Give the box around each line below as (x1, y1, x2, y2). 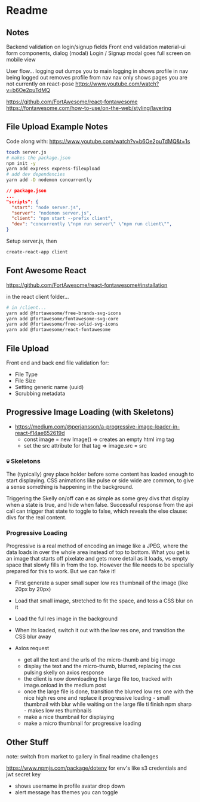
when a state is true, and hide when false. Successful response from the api (6, 501, 193, 509)
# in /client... (6, 304, 47, 311)
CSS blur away (14, 633, 52, 640)
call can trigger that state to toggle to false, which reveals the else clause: (6, 507, 188, 515)
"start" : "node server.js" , (11, 204, 82, 210)
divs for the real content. (6, 514, 67, 521)
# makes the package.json (6, 155, 70, 161)
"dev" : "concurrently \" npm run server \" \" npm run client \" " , (11, 221, 172, 227)
